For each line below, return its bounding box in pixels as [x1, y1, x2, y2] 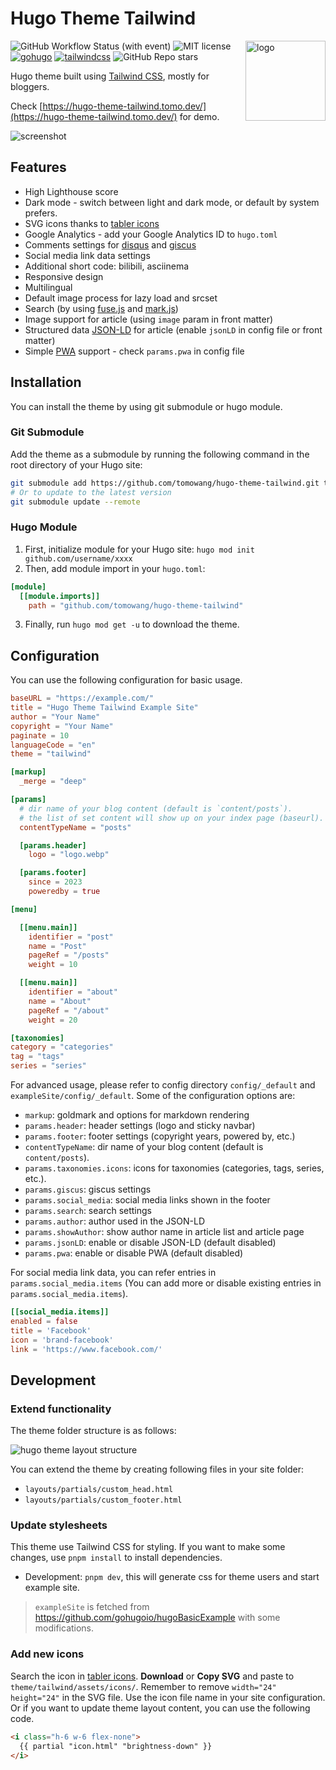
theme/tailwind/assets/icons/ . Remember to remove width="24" [10, 1680, 277, 1692]
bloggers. [10, 80, 50, 92]
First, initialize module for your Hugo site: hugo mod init [24, 543, 255, 555]
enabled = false [10, 1316, 78, 1326]
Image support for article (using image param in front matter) [24, 313, 274, 325]
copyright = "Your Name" [10, 721, 114, 731]
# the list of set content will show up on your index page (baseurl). [19, 813, 325, 823]
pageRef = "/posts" [28, 950, 110, 961]
